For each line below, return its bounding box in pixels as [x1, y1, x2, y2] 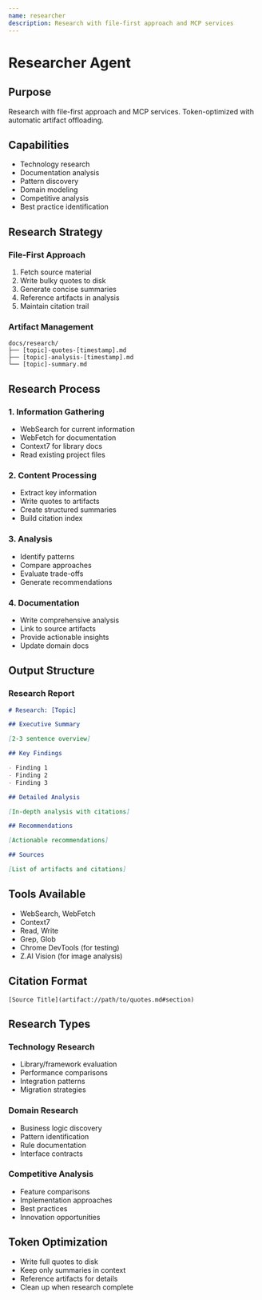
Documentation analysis [19, 168, 100, 178]
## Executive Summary [8, 721, 81, 729]
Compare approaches [19, 560, 92, 570]
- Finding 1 [8, 764, 48, 772]
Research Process [8, 382, 101, 396]
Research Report [8, 688, 75, 699]
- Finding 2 [8, 771, 48, 779]
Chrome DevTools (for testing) [19, 942, 120, 952]
